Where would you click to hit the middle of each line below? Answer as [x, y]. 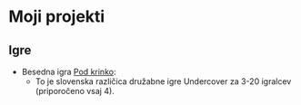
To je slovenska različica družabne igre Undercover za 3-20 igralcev [163, 81]
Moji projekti [57, 17]
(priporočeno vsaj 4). [75, 91]
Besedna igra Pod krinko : [69, 72]
